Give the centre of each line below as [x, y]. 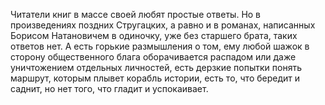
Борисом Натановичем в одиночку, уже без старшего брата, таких [154, 35]
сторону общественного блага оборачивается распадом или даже [153, 57]
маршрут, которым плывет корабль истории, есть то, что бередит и [155, 78]
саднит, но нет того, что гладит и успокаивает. [109, 88]
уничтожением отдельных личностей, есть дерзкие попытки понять [156, 67]
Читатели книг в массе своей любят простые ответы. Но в [136, 14]
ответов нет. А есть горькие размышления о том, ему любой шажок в [160, 46]
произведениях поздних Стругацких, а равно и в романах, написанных [163, 25]
